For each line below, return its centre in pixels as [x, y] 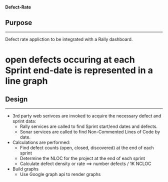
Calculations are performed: [41, 142]
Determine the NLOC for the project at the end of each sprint [82, 158]
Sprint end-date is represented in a [79, 70]
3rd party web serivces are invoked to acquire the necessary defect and [87, 116]
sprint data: [24, 121]
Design [16, 99]
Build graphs [25, 169]
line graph [26, 81]
